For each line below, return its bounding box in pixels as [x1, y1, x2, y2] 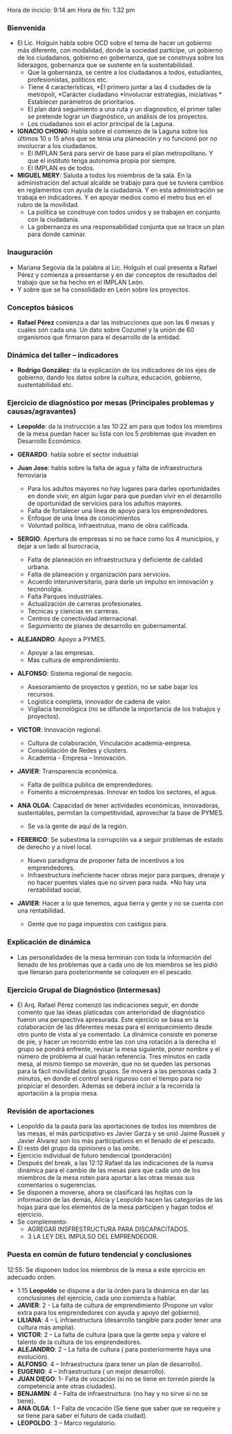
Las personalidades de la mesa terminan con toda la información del [17, 953, 212, 961]
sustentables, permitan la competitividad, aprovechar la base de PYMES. [17, 809, 224, 817]
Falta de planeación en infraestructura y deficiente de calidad [27, 555, 203, 564]
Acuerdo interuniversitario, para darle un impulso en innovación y [27, 577, 214, 586]
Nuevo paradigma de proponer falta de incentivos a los [27, 857, 184, 865]
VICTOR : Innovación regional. [17, 726, 102, 734]
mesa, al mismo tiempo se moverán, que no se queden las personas [17, 1059, 211, 1068]
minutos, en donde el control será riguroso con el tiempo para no [17, 1075, 202, 1083]
